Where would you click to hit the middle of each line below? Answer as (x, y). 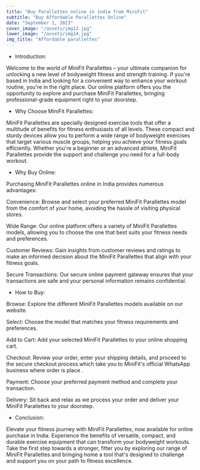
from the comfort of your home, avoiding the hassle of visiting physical (93, 208)
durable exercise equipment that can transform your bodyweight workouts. (99, 442)
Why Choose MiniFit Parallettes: (54, 111)
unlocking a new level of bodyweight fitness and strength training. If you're (98, 74)
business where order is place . (45, 370)
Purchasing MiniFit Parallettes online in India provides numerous (85, 184)
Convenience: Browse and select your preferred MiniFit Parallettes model (96, 202)
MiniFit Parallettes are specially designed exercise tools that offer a (89, 123)
